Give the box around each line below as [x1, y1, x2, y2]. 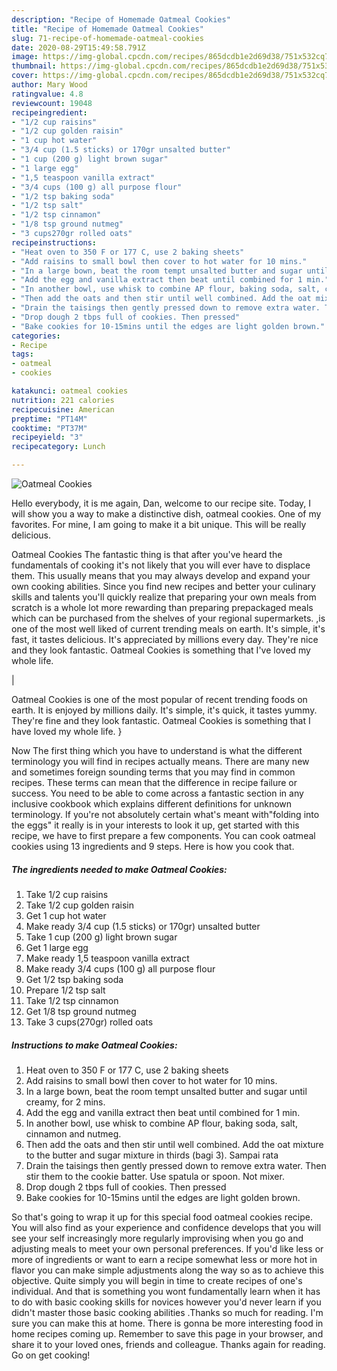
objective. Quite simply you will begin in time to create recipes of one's [11, 1274, 303, 1286]
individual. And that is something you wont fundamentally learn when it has [11, 1285, 321, 1297]
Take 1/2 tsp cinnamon [25, 994, 119, 1006]
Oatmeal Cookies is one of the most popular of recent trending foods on [11, 694, 308, 705]
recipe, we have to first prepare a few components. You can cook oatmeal [11, 830, 316, 841]
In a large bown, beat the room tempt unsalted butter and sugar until [25, 1085, 308, 1097]
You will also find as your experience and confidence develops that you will [11, 1221, 322, 1233]
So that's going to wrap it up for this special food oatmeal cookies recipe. [11, 1211, 314, 1223]
